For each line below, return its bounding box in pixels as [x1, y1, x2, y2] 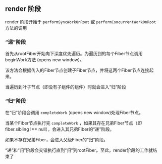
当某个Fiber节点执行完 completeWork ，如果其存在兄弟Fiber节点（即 [5, 120, 142, 126]
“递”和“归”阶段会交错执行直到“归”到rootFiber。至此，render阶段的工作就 [5, 147, 153, 153]
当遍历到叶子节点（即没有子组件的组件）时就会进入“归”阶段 [5, 84, 126, 90]
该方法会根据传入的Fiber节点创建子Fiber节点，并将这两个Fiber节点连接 [5, 67, 150, 73]
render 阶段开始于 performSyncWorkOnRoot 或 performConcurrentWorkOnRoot [5, 19, 156, 25]
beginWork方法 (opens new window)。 [5, 57, 84, 63]
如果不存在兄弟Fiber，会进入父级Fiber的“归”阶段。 [5, 137, 108, 143]
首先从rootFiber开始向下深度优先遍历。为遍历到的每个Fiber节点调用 [5, 51, 143, 57]
